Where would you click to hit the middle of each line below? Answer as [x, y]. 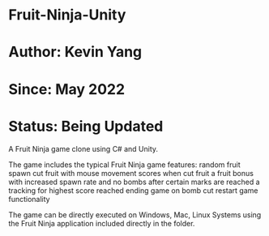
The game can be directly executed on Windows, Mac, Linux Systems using [135, 215]
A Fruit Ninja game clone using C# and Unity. [83, 148]
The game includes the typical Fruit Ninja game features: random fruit [124, 165]
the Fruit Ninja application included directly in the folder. [102, 223]
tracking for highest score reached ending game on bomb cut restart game [133, 190]
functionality [29, 199]
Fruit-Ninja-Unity [67, 15]
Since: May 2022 [67, 89]
